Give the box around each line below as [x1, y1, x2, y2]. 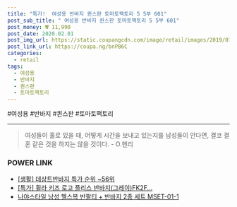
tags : [7, 63, 23, 70]
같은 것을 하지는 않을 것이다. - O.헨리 [32, 140, 134, 148]
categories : [7, 50, 42, 57]
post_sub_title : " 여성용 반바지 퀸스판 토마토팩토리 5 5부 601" [7, 17, 180, 24]
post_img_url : [7, 37, 49, 44]
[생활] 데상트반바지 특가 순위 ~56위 [17, 175, 115, 184]
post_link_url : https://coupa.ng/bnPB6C [7, 43, 128, 50]
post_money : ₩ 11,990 [7, 23, 71, 30]
